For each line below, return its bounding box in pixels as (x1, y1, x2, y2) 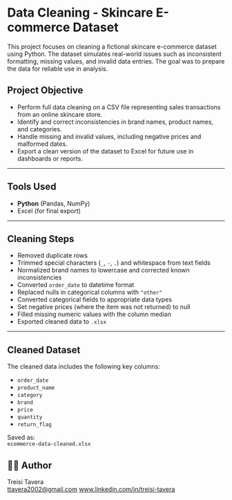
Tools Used (7, 181, 57, 193)
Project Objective (7, 84, 84, 96)
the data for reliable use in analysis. (7, 64, 108, 73)
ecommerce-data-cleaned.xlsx (7, 441, 91, 447)
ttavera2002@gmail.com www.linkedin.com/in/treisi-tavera (7, 485, 175, 493)
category (17, 392, 43, 399)
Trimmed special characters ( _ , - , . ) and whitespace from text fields (17, 259, 211, 267)
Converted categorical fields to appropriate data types (17, 295, 173, 304)
